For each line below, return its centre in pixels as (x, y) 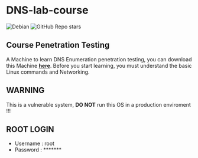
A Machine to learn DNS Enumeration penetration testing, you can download (99, 59)
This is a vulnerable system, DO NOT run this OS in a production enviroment (98, 104)
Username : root (35, 144)
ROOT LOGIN (30, 129)
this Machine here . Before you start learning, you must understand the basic (99, 65)
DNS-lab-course (47, 10)
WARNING (25, 90)
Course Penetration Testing (58, 45)
